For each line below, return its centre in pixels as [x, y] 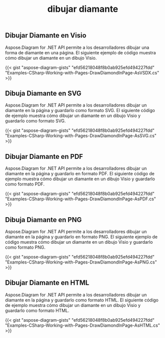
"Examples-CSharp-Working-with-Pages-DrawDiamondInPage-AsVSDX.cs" [82, 73]
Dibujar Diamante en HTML [47, 283]
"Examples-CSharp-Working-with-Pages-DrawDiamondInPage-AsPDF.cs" [81, 199]
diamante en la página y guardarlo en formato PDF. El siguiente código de [80, 174]
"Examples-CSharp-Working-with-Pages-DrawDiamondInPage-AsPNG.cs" [81, 262]
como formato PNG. [25, 247]
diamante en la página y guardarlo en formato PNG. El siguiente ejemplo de [81, 237]
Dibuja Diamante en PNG [44, 220]
